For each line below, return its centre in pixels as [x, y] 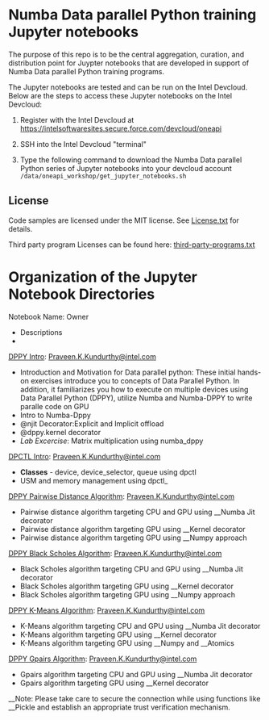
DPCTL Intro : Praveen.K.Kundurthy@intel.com [85, 456]
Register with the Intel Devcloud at [77, 119]
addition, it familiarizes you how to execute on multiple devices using [134, 389]
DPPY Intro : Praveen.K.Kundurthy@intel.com [83, 356]
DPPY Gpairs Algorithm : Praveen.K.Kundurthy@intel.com [103, 659]
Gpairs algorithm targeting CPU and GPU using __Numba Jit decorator [136, 674]
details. [21, 228]
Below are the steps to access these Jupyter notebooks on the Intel [120, 95]
